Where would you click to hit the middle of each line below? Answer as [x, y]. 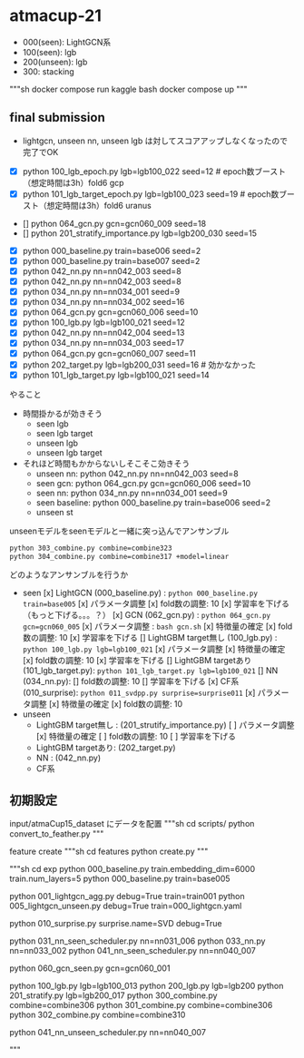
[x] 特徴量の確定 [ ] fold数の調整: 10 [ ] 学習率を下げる [136, 737]
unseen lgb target [69, 452]
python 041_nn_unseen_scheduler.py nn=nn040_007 [108, 1033]
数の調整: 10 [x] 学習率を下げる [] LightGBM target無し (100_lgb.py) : [150, 638]
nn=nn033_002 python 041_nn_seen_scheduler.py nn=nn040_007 [132, 951]
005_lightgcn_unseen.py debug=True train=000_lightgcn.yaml [126, 906]
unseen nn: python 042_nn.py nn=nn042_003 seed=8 [137, 474]
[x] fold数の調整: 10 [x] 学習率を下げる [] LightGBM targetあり [137, 661]
